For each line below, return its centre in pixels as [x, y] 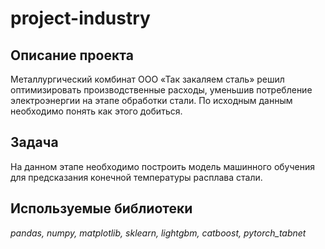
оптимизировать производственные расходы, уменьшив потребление [161, 90]
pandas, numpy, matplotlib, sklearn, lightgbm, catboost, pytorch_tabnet [158, 233]
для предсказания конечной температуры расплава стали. [136, 177]
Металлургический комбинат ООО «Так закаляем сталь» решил [147, 79]
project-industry [80, 18]
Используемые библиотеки [101, 208]
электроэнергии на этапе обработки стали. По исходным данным [151, 100]
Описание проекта [72, 55]
